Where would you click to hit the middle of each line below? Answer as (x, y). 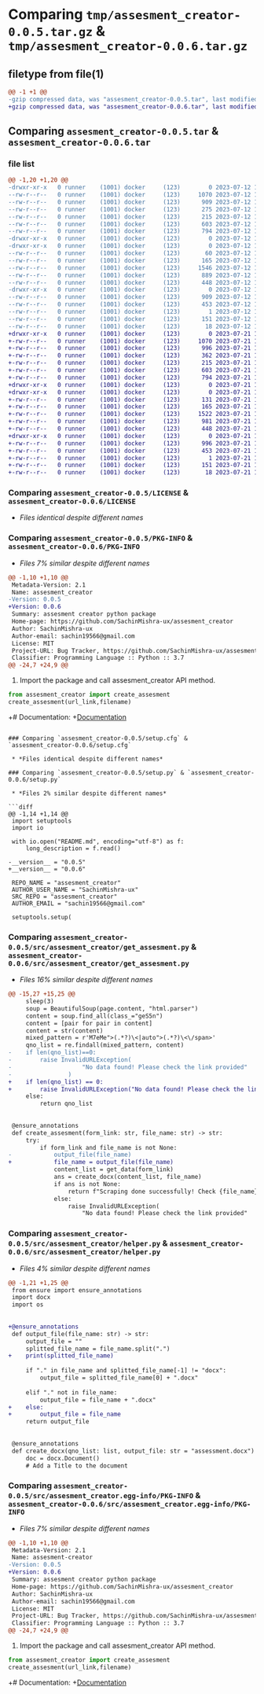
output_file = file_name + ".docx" (98, 1400)
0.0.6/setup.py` (35, 779)
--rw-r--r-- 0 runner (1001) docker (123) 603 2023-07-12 (130, 224)
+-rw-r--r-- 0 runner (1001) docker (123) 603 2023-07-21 (130, 370)
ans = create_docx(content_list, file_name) (128, 1177)
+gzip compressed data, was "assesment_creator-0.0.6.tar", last (117, 107)
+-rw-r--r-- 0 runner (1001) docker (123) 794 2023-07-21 (130, 377)
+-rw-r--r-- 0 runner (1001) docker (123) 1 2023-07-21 (130, 458)
